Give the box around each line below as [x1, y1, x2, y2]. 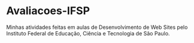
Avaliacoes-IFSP [6, 4, 90, 18]
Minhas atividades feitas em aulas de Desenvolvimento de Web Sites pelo [6, 24, 188, 31]
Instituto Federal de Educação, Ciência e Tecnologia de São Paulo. [6, 29, 170, 37]
